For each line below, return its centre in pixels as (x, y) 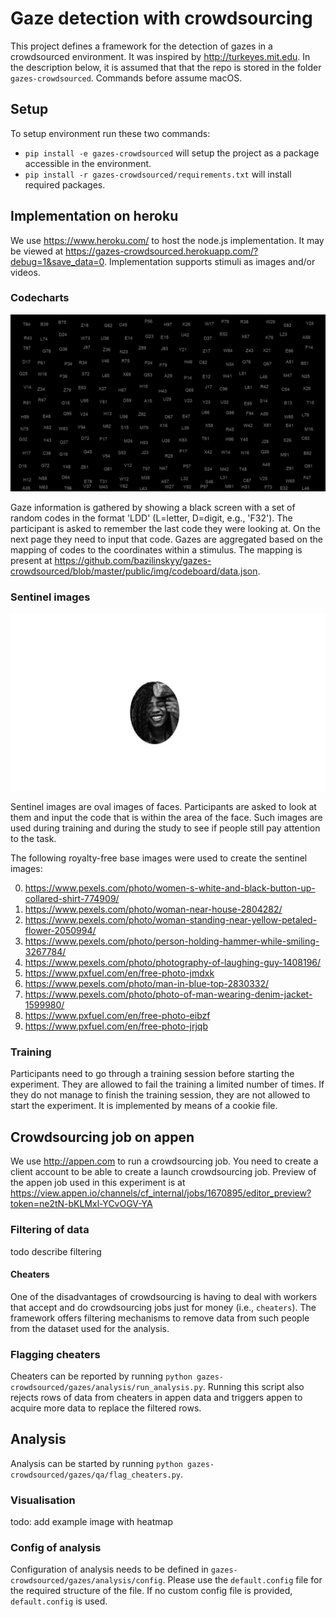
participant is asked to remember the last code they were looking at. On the (166, 529)
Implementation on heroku (94, 216)
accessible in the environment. (88, 163)
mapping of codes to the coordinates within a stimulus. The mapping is (156, 550)
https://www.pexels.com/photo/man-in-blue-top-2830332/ (146, 984)
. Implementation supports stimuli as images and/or (210, 261)
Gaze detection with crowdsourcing (161, 18)
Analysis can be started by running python (96, 1463)
